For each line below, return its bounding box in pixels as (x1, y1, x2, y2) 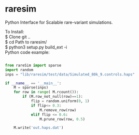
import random (5, 67, 34, 72)
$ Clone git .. (5, 34, 30, 40)
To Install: (5, 29, 25, 34)
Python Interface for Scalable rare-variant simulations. (5, 19, 113, 25)
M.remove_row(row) (39, 107, 77, 112)
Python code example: (5, 49, 50, 55)
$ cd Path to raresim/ (5, 39, 47, 45)
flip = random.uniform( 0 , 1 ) (30, 99, 90, 104)
